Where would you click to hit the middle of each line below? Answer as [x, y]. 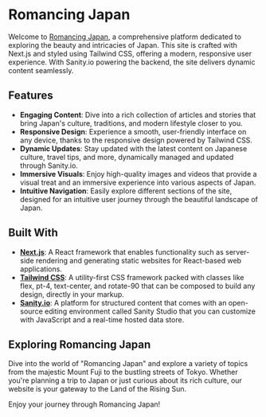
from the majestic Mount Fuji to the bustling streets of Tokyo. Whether [123, 372]
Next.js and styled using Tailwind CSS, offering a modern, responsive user [130, 53]
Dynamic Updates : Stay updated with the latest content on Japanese [133, 148]
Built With [33, 233]
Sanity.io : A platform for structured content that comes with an [123, 302]
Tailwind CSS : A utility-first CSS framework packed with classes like [132, 277]
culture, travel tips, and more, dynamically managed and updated [127, 157]
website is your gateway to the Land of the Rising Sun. [98, 389]
